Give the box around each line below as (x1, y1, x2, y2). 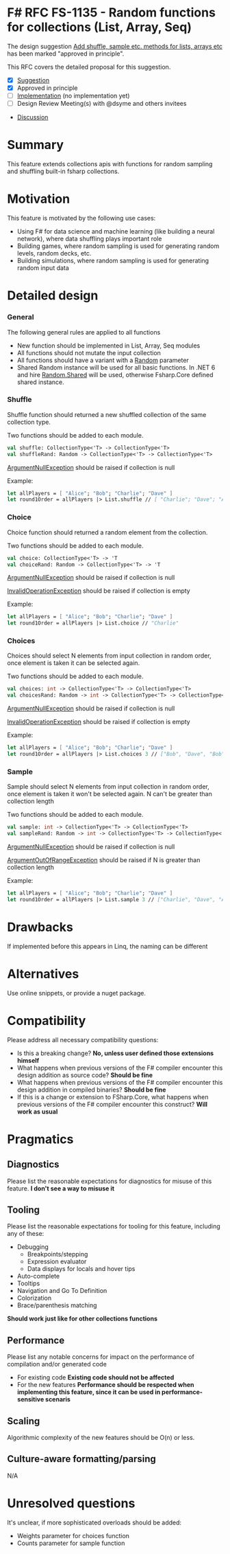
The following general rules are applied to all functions (7, 328, 161, 336)
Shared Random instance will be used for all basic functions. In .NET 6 (16, 363, 216, 372)
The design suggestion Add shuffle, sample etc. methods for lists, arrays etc (7, 42, 222, 50)
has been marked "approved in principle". (7, 49, 125, 58)
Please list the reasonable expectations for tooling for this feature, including (7, 1222, 220, 1230)
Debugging (16, 1243, 49, 1251)
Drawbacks (7, 919, 73, 935)
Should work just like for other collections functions (7, 1314, 157, 1323)
